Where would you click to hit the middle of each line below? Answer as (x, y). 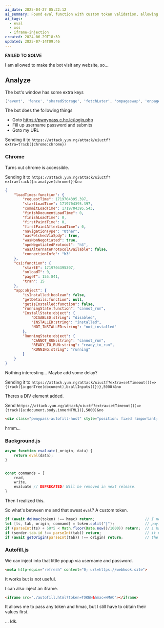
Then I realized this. (25, 501)
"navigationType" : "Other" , (51, 231)
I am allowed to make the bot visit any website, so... (57, 65)
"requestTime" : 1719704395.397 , (56, 199)
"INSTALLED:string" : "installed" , (66, 322)
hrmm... (13, 428)
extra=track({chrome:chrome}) (36, 145)
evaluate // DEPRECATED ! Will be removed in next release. (75, 487)
